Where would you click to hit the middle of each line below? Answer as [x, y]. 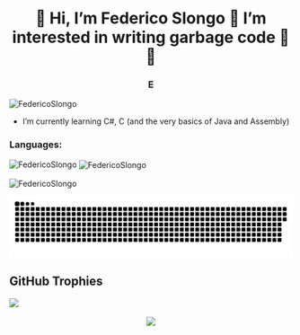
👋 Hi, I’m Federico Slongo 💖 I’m [151, 18]
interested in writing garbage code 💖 [151, 37]
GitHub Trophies [56, 282]
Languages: [36, 145]
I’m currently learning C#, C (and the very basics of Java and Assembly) [156, 121]
